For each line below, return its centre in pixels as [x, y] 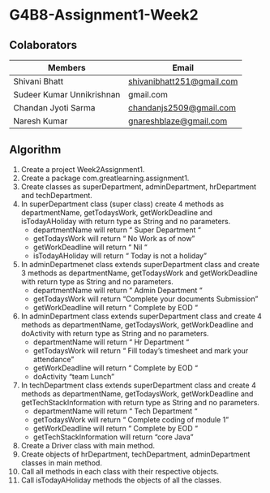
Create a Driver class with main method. [88, 445]
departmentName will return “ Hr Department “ [111, 342]
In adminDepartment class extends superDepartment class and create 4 [141, 316]
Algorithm [35, 150]
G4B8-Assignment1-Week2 [104, 15]
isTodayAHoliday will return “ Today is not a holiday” [120, 255]
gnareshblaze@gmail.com [178, 121]
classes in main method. [61, 463]
